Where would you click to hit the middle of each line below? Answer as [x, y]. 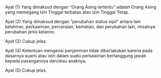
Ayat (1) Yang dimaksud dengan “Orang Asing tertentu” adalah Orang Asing [81, 7]
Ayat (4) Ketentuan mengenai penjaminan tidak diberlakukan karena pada [79, 51]
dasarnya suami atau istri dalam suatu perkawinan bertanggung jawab [76, 56]
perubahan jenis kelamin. [30, 32]
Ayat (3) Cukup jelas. [26, 41]
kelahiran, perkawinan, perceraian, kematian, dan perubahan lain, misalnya [80, 27]
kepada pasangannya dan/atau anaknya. [46, 61]
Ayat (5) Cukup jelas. [26, 70]
